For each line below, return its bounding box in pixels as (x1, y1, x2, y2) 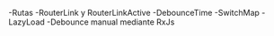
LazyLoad (8, 17, 46, 27)
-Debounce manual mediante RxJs (47, 17, 175, 27)
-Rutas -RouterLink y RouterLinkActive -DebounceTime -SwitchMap (8, 8, 260, 18)
